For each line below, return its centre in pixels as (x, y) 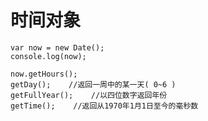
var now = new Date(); (57, 47)
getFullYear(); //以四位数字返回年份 (89, 95)
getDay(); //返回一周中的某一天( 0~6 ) (93, 84)
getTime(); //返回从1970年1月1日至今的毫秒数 (104, 106)
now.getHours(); (44, 74)
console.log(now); (48, 56)
